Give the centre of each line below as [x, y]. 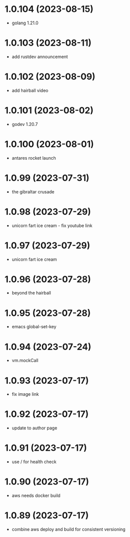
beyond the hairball [31, 293]
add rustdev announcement [40, 57]
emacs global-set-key [34, 327]
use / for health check [34, 462]
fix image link [25, 394]
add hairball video [30, 90]
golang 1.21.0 [25, 23]
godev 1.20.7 [25, 124]
